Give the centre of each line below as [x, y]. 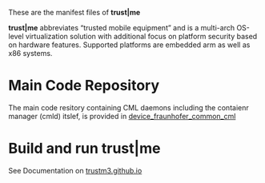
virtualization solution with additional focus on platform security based [141, 36]
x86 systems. [30, 53]
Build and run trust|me [85, 149]
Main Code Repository [84, 86]
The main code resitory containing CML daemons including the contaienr [129, 107]
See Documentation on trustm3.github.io [75, 170]
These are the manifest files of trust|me [74, 12]
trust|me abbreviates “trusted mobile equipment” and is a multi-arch [121, 28]
